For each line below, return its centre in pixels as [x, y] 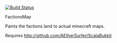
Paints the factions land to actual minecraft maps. [55, 26]
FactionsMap [18, 17]
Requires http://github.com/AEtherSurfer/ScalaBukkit [58, 36]
